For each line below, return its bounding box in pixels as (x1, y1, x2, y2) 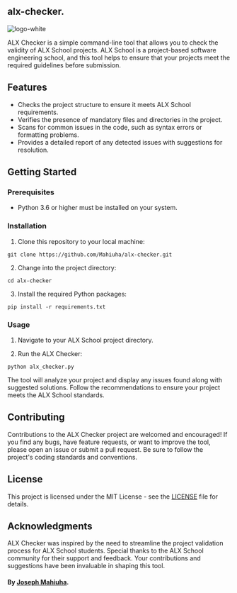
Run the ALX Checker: (17, 349, 83, 358)
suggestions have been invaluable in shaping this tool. (7, 562, 165, 570)
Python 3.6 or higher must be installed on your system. (17, 204, 178, 212)
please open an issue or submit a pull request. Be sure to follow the (7, 445, 204, 453)
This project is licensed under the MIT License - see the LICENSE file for (7, 492, 218, 501)
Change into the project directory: (17, 263, 117, 272)
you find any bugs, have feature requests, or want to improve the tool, (7, 438, 211, 446)
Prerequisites (7, 187, 54, 197)
